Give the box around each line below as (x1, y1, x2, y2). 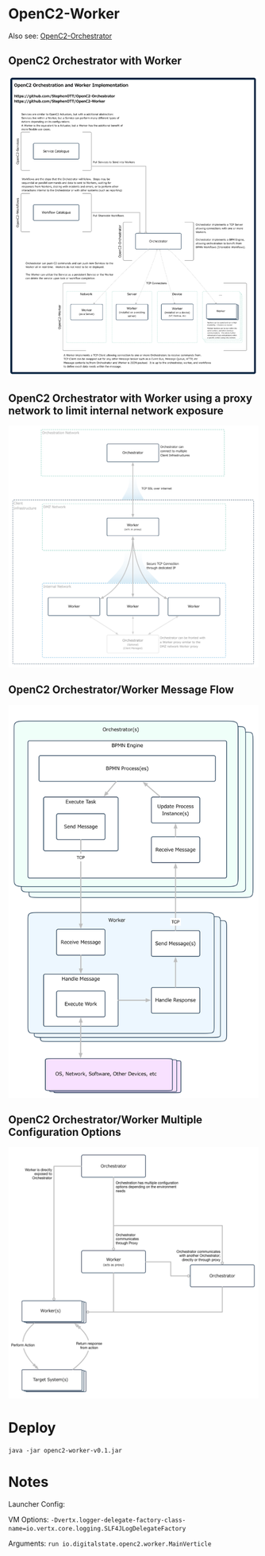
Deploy (8, 1419, 56, 1437)
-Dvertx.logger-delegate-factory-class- (50, 1516, 186, 1524)
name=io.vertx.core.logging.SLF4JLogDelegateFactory (8, 1524, 186, 1532)
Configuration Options (8, 1126, 121, 1139)
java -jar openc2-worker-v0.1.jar (8, 1446, 123, 1454)
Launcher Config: (8, 1499, 66, 1508)
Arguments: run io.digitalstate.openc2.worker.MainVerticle (8, 1538, 212, 1548)
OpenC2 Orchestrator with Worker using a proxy (8, 391, 252, 405)
